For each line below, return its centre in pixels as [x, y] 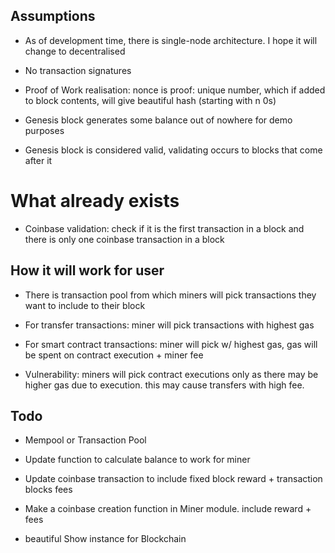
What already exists [95, 201]
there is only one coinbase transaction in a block [124, 239]
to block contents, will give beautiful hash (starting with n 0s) [150, 100]
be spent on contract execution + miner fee [114, 355]
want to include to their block [85, 305]
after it [38, 160]
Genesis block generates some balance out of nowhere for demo [158, 120]
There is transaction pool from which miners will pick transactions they [170, 295]
